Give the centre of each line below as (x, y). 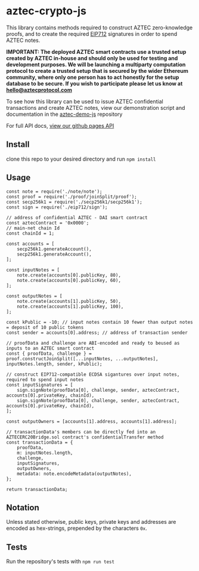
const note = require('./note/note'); (54, 191)
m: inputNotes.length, (45, 453)
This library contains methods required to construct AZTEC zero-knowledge (99, 27)
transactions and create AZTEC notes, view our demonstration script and (96, 108)
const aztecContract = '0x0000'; (48, 223)
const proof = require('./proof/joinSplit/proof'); (71, 197)
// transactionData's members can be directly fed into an (81, 432)
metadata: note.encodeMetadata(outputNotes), (74, 474)
